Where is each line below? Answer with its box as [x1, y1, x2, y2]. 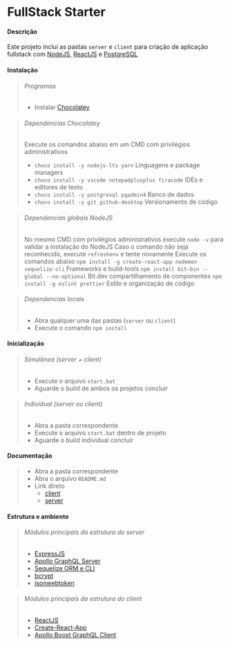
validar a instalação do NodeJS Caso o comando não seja [23, 243, 189, 251]
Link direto [34, 482, 65, 490]
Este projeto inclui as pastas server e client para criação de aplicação [7, 43, 209, 51]
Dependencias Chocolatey [23, 119, 100, 127]
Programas [23, 82, 57, 90]
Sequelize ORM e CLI [34, 564, 95, 572]
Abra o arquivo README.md [34, 475, 106, 482]
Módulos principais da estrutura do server [23, 528, 145, 536]
